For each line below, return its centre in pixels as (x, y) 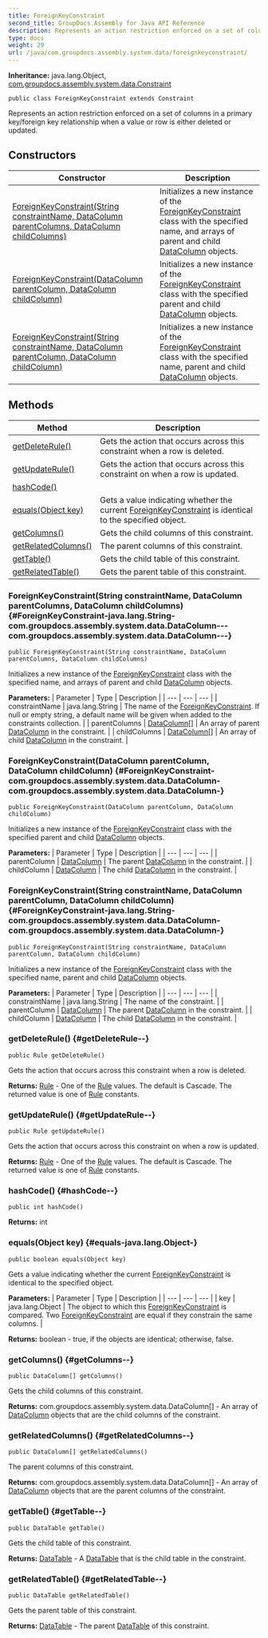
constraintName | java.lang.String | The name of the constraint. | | (116, 1001)
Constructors (42, 155)
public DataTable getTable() (57, 1528)
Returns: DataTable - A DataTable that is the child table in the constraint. (127, 1558)
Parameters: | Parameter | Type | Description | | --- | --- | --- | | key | (122, 1298)
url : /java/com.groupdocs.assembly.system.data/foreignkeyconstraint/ (128, 53)
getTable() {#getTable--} (57, 1511)
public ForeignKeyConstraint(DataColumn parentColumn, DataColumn (121, 807)
